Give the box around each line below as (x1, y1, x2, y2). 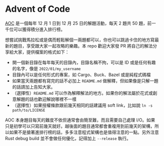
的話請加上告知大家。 (12, 84, 55, 90)
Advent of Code (5, 3, 70, 15)
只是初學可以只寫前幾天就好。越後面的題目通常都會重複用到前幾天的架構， (5, 123, 155, 129)
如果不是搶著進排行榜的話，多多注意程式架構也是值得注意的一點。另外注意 (9, 129, 159, 135)
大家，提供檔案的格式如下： (13, 49, 69, 55)
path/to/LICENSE (12, 108, 45, 113)
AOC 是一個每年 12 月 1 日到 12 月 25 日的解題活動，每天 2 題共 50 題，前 (5, 20, 152, 26)
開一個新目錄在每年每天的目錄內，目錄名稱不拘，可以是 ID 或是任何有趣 (12, 59, 156, 65)
